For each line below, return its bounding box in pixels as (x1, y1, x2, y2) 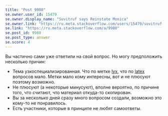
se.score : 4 (5, 40, 30, 45)
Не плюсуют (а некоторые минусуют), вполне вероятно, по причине (12, 84, 159, 90)
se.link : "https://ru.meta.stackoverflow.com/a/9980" (5, 26, 120, 31)
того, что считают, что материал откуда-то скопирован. (12, 89, 132, 95)
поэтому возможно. (12, 79, 55, 85)
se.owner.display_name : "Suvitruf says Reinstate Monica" (5, 16, 128, 21)
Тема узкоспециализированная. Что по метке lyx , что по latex (12, 68, 145, 74)
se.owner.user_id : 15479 (5, 12, 57, 17)
